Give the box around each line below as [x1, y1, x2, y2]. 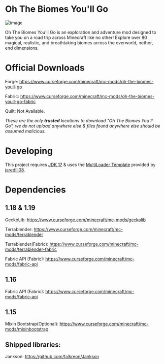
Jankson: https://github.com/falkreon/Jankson [5, 354, 99, 360]
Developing [5, 145, 53, 157]
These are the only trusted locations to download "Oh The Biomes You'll [5, 117, 153, 124]
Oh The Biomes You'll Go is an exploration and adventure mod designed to [5, 29, 157, 35]
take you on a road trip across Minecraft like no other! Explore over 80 [5, 34, 147, 40]
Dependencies [5, 184, 66, 195]
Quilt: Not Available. [5, 108, 45, 114]
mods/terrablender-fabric [5, 246, 57, 252]
